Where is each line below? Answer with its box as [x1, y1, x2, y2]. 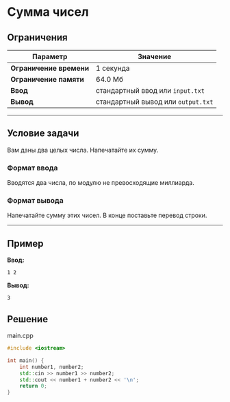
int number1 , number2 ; [19, 364, 84, 370]
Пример [7, 238, 44, 249]
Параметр [31, 52, 68, 61]
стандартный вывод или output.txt [95, 97, 214, 107]
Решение [7, 313, 49, 325]
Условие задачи [7, 128, 79, 139]
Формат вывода [7, 196, 64, 205]
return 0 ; [19, 383, 48, 390]
